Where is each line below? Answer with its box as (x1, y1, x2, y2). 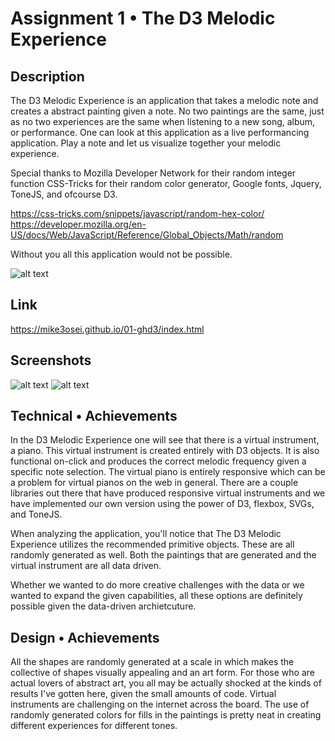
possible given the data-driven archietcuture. (10, 600, 197, 612)
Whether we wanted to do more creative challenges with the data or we (10, 579, 305, 591)
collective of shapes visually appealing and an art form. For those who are (10, 667, 315, 679)
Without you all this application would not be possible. (10, 248, 233, 260)
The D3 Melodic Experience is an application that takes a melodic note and (10, 95, 319, 106)
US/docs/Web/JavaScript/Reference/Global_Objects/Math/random (10, 229, 284, 241)
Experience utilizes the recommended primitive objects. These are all (10, 538, 295, 551)
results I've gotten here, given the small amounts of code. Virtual (10, 688, 277, 700)
